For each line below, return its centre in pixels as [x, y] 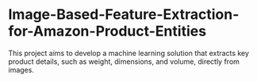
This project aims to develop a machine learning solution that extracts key [129, 53]
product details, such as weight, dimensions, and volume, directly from [124, 61]
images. [21, 69]
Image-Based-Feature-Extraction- [124, 15]
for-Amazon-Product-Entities [107, 31]
